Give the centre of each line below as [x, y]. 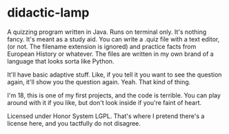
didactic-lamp [48, 13]
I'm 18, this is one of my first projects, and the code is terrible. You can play [114, 95]
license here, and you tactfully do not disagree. [74, 123]
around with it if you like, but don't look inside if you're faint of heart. [104, 102]
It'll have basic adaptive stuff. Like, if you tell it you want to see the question [114, 75]
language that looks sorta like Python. [61, 61]
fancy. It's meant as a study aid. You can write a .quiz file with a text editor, [113, 39]
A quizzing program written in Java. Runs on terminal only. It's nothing [107, 32]
